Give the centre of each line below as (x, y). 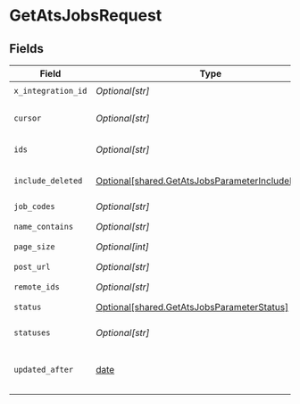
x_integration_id (50, 91)
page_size (34, 247)
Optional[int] (122, 247)
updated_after (44, 370)
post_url (32, 267)
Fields (27, 49)
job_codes (34, 206)
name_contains (44, 227)
